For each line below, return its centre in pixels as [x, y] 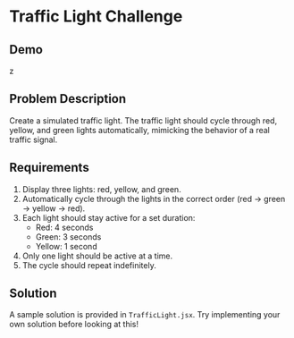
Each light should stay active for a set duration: [109, 217]
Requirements [49, 168]
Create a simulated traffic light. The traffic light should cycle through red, [143, 120]
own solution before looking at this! [74, 325]
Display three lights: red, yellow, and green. [101, 189]
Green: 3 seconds [68, 237]
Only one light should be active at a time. [97, 256]
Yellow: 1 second [66, 246]
